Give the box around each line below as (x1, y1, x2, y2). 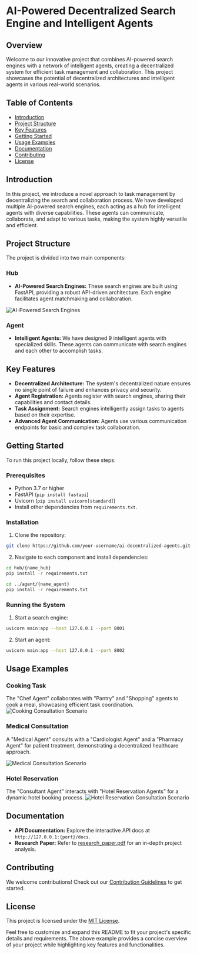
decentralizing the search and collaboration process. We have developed (6, 196, 183, 204)
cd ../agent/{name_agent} (6, 581, 69, 587)
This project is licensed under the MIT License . (6, 917, 120, 925)
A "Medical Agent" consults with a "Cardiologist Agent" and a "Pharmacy (6, 736, 183, 743)
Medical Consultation (6, 722, 69, 730)
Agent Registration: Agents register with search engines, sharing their (14, 392, 186, 399)
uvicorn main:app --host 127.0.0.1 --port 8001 (6, 625, 125, 631)
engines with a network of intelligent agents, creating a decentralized (6, 62, 174, 69)
